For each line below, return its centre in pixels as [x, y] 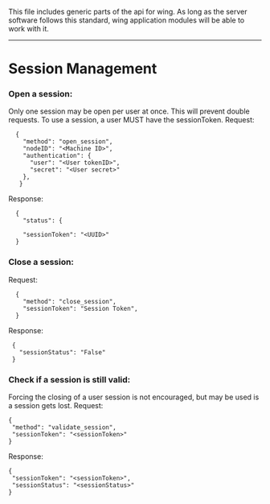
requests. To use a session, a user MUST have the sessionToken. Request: [131, 120]
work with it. [29, 29]
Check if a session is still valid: [70, 379]
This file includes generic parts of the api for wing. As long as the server [128, 12]
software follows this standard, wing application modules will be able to [127, 20]
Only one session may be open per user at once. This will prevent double [129, 111]
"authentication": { [57, 156]
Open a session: [41, 94]
